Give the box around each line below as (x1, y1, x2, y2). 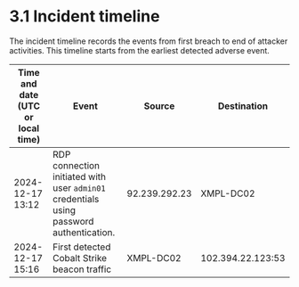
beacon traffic (53, 263, 112, 275)
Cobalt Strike (53, 251, 108, 264)
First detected (53, 241, 111, 253)
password (53, 215, 94, 227)
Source (143, 100, 175, 112)
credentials (53, 193, 100, 205)
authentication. (53, 225, 116, 238)
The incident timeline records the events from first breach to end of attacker (9, 36, 288, 46)
